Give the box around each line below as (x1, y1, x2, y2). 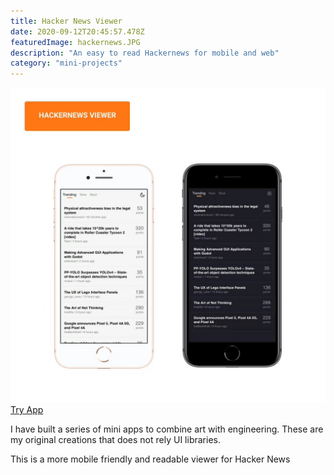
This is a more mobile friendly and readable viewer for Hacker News (10, 453, 291, 465)
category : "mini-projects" (10, 58, 123, 69)
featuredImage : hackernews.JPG (10, 37, 141, 47)
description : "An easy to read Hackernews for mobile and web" (10, 48, 280, 58)
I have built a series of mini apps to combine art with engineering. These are (10, 423, 324, 435)
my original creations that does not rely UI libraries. (10, 434, 221, 446)
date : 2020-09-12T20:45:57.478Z (10, 26, 145, 37)
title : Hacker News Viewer (10, 16, 123, 26)
